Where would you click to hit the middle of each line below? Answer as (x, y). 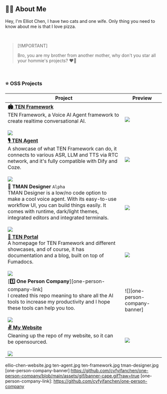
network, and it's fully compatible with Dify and (63, 161)
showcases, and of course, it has (46, 249)
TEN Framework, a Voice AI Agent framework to (63, 115)
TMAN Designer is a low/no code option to (57, 193)
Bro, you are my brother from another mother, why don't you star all (86, 55)
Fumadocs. (21, 262)
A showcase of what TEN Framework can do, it (62, 149)
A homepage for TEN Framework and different (62, 243)
